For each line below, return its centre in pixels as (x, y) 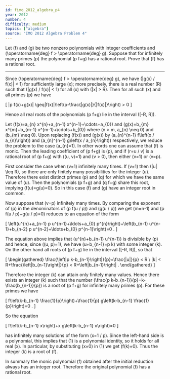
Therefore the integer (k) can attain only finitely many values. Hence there (82, 275)
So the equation (22, 316)
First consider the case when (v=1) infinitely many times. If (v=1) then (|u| (81, 166)
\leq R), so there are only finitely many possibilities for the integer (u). (77, 172)
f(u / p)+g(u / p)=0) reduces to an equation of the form (62, 214)
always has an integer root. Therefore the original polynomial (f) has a (78, 367)
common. (15, 193)
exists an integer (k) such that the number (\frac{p (58, 280)
